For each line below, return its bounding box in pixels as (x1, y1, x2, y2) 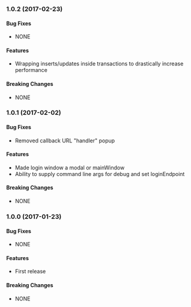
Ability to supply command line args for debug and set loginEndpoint (14, 170, 185, 177)
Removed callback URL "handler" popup (14, 137, 115, 144)
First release (14, 268, 46, 275)
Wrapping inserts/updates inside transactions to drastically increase (14, 60, 184, 67)
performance (14, 67, 48, 74)
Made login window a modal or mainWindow (14, 164, 125, 171)
